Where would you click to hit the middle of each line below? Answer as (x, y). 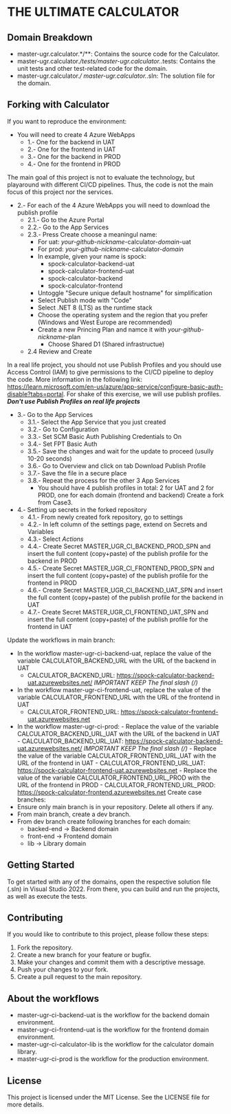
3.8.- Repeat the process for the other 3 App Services (103, 480)
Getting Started (41, 865)
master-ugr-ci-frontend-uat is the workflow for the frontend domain (113, 1030)
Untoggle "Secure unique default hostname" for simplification (125, 292)
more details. (26, 1104)
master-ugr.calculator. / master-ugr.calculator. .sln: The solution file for (116, 76)
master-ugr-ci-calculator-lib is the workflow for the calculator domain (115, 1045)
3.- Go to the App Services (55, 414)
